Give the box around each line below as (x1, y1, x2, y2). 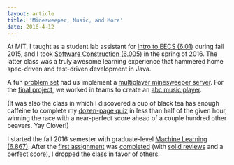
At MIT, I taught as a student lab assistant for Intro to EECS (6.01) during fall (7, 43, 224, 51)
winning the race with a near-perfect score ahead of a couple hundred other (7, 114, 227, 122)
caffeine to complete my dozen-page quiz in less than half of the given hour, (7, 106, 227, 115)
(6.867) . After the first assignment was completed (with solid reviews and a (7, 143, 224, 151)
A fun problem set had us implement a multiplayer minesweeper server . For (7, 78, 224, 87)
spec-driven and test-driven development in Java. (7, 64, 152, 73)
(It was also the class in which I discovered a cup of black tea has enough (7, 99, 220, 108)
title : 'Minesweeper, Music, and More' (7, 17, 124, 24)
